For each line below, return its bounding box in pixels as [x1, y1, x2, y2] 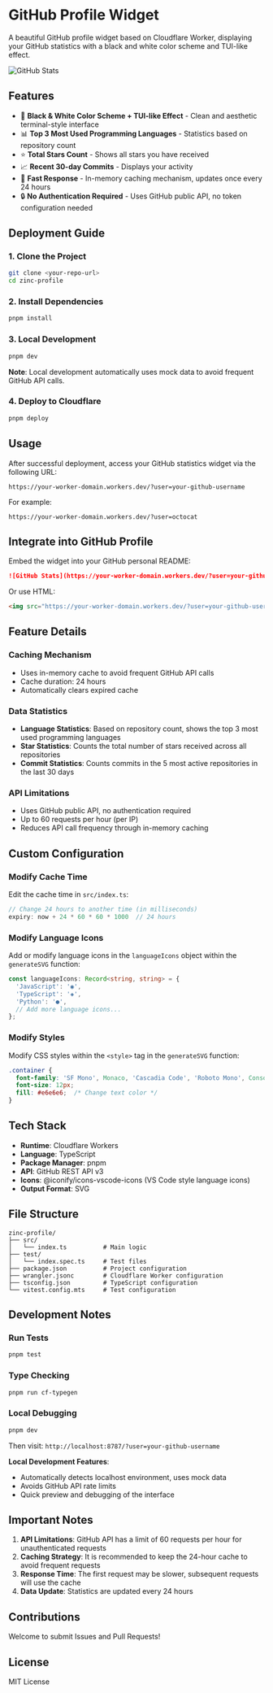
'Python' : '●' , [15, 998, 67, 1006]
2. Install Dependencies [8, 296, 104, 307]
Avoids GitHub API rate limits [19, 1481, 116, 1491]
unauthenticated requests [19, 1543, 107, 1553]
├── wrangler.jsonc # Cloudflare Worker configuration [8, 1271, 223, 1280]
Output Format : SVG [19, 1183, 90, 1193]
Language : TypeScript [19, 1149, 96, 1159]
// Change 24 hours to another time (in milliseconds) [8, 905, 198, 914]
